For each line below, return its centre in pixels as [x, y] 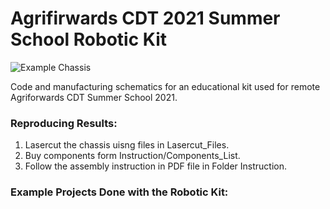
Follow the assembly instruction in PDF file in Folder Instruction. [155, 166]
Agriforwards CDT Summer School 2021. [94, 97]
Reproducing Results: [64, 123]
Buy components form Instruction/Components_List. [132, 156]
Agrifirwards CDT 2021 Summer [145, 18]
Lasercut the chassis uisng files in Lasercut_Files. [127, 145]
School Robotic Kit [88, 39]
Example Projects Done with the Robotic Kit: [119, 192]
